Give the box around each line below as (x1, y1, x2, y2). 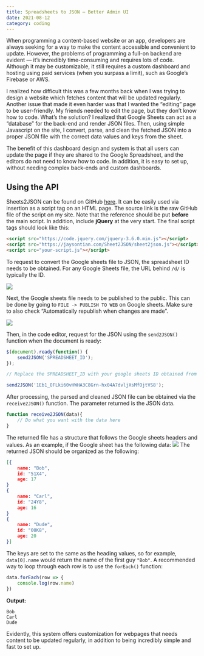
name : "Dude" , (17, 522, 53, 528)
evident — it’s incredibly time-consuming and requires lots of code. (6, 56, 174, 64)
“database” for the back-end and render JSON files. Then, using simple (6, 120, 185, 127)
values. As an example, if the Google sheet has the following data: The (6, 441, 190, 448)
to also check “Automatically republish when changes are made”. (6, 307, 169, 315)
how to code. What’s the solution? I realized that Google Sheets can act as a (6, 113, 196, 121)
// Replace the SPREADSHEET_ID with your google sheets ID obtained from (6, 371, 197, 377)
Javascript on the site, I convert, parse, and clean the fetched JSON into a (6, 126, 191, 134)
